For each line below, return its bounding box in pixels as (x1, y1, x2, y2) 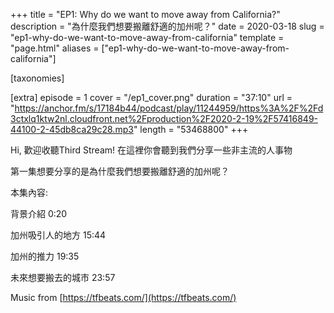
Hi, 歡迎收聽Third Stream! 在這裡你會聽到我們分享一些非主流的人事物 (10, 144, 293, 156)
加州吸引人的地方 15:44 (10, 229, 107, 241)
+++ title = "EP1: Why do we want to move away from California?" (10, 9, 281, 20)
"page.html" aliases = (10, 42, 100, 54)
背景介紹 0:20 (10, 208, 68, 219)
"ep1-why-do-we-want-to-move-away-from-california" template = (10, 32, 285, 43)
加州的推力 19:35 (10, 250, 80, 262)
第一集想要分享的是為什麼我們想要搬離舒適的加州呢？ (10, 165, 230, 177)
